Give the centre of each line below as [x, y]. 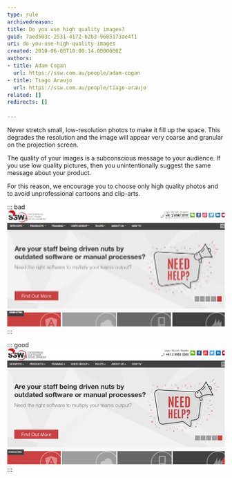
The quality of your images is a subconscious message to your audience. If [114, 158]
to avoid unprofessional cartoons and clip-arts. [74, 193]
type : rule [23, 15]
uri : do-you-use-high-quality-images [61, 44]
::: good [18, 344]
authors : [20, 59]
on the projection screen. [43, 145]
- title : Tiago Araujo [40, 80]
